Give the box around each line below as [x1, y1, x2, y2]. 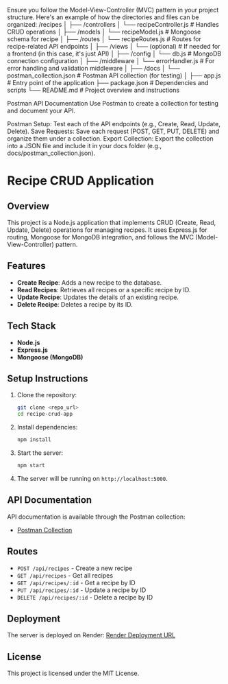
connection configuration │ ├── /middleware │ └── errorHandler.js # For [7, 57, 215, 64]
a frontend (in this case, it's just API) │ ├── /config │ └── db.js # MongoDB [7, 49, 222, 58]
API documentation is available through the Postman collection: [7, 512, 186, 521]
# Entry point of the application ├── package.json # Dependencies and [7, 79, 209, 86]
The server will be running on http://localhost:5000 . [16, 474, 168, 482]
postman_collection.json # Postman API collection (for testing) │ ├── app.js [7, 71, 221, 80]
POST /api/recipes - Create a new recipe [16, 564, 133, 572]
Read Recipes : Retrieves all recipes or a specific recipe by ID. [16, 285, 191, 294]
